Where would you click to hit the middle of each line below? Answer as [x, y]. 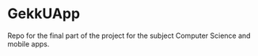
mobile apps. [28, 43]
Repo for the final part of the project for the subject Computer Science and [129, 35]
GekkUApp [44, 14]
